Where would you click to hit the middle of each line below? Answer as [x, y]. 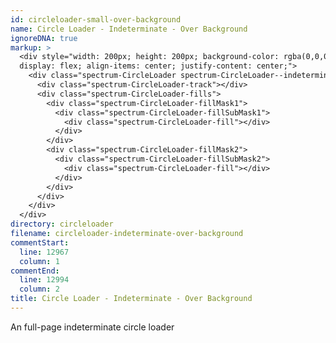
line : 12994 [44, 280]
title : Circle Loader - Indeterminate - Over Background [131, 299]
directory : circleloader [62, 224]
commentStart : [40, 242]
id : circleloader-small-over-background [96, 19]
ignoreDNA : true [44, 38]
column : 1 [39, 261]
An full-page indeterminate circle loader [92, 327]
